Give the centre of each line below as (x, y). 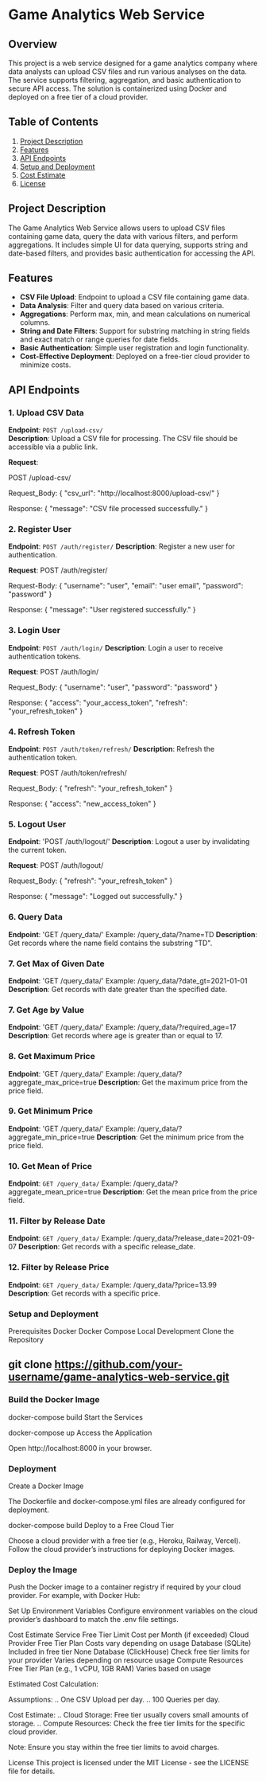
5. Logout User (37, 824)
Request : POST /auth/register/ (58, 570)
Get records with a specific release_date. (129, 1247)
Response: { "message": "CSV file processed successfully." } (108, 509)
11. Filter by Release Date (57, 1221)
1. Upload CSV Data (46, 412)
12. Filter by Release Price (59, 1268)
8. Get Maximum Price (52, 1057)
